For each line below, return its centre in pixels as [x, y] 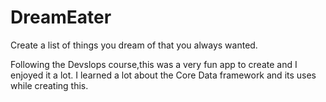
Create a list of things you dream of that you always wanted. [134, 45]
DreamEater [61, 17]
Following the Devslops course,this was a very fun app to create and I [154, 64]
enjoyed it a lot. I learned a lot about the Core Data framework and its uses [163, 75]
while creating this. [49, 85]
